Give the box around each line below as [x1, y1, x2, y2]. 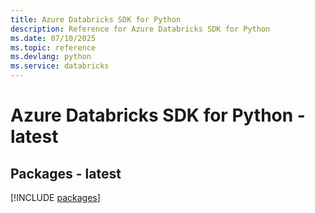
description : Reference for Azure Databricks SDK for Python [10, 24, 271, 34]
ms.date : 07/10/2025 [10, 33, 97, 43]
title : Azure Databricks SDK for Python [10, 14, 182, 25]
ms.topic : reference [10, 42, 97, 53]
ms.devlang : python [10, 52, 92, 62]
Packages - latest [10, 165, 122, 182]
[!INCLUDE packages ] [10, 192, 101, 203]
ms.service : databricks [10, 61, 110, 71]
